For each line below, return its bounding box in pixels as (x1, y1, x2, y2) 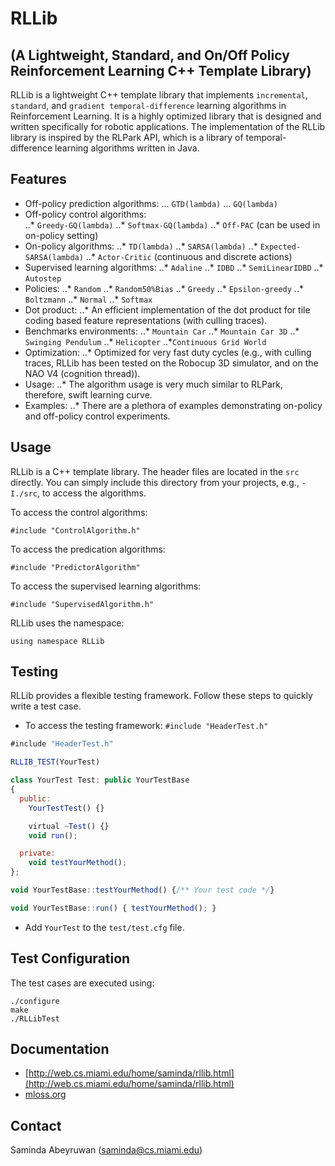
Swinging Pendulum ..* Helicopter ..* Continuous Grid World (24, 335, 267, 347)
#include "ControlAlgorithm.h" (10, 525, 141, 536)
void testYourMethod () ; (28, 858, 128, 868)
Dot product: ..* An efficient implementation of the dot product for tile (24, 303, 311, 316)
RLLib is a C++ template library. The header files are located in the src (10, 465, 300, 477)
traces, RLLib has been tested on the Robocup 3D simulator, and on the (24, 357, 319, 369)
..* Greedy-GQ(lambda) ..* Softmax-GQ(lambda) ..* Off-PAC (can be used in (24, 218, 321, 231)
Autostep (24, 273, 62, 284)
